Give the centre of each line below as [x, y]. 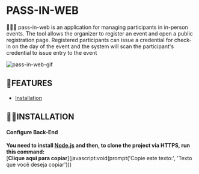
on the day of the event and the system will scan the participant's [93, 46]
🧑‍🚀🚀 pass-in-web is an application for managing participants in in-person [97, 27]
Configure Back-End [32, 132]
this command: [26, 152]
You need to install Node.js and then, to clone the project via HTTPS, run [98, 146]
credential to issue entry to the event [52, 52]
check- [183, 40]
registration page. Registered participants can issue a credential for [90, 40]
